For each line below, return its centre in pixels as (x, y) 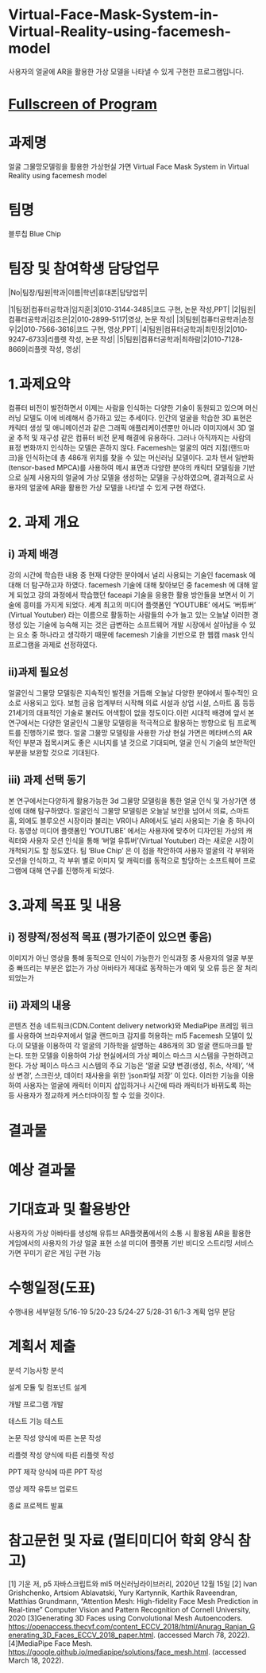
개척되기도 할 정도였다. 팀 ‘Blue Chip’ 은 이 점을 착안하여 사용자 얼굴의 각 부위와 (131, 850)
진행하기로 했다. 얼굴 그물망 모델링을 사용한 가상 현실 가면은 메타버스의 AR (137, 732)
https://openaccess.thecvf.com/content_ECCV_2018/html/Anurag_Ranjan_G (132, 1627)
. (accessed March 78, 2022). (202, 1635)
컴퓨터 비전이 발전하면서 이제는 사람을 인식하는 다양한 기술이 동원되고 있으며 (126, 408)
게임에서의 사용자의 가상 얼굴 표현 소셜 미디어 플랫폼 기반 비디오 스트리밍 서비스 (131, 1242)
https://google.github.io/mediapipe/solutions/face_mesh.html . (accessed (127, 1652)
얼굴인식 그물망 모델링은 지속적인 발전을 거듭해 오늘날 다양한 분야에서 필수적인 (129, 692)
